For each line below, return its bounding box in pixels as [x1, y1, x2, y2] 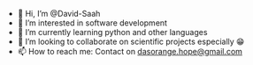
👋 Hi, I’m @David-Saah [17, 9, 101, 18]
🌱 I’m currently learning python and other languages [17, 27, 208, 37]
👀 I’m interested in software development [17, 18, 168, 28]
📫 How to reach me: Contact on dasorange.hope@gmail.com [17, 47, 243, 56]
